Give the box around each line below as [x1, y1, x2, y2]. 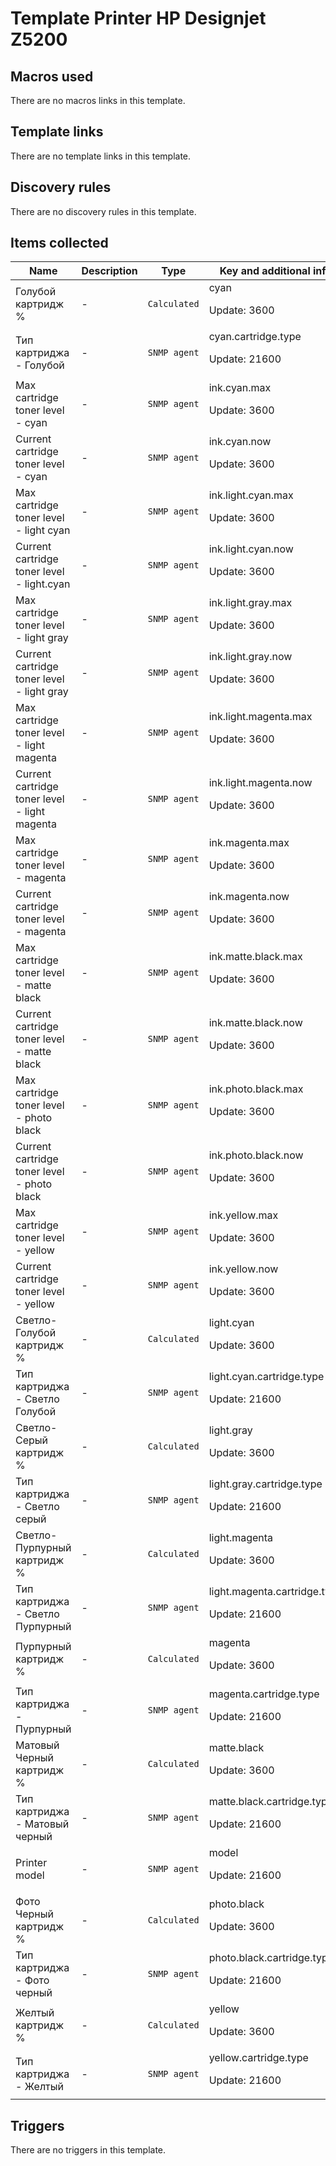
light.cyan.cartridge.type [208, 1370, 325, 1384]
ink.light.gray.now [208, 650, 293, 664]
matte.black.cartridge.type [208, 1795, 334, 1809]
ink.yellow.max [208, 1208, 279, 1222]
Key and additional [219, 264, 311, 278]
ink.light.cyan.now [208, 542, 294, 556]
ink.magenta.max [208, 836, 290, 850]
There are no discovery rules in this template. [10, 205, 197, 217]
